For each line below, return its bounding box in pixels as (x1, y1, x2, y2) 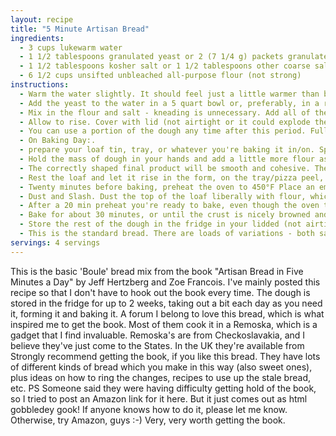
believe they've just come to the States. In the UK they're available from (10, 339, 305, 351)
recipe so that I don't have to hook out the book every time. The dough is (10, 286, 311, 298)
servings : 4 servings (10, 237, 101, 248)
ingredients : (10, 33, 65, 43)
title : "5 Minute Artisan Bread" (10, 24, 150, 34)
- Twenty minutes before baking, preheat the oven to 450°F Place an (19, 182, 315, 192)
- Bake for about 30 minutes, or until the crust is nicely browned (19, 210, 311, 220)
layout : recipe (10, 14, 74, 25)
